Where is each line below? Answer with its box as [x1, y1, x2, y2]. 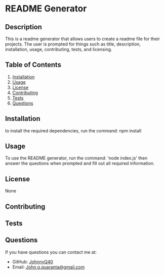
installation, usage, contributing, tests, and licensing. [5, 47, 113, 52]
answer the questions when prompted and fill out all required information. [5, 161, 155, 166]
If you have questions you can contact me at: [5, 249, 97, 255]
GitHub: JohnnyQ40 [12, 259, 53, 265]
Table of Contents [5, 60, 62, 69]
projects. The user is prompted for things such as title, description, [5, 41, 141, 47]
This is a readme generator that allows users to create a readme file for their [5, 36, 160, 42]
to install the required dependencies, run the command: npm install [5, 127, 142, 134]
